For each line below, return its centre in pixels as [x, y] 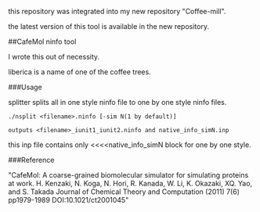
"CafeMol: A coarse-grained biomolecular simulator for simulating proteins [128, 175]
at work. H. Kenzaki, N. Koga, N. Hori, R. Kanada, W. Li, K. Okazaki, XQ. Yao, [130, 183]
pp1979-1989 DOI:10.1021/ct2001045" [69, 200]
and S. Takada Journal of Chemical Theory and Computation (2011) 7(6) [124, 192]
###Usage [25, 87]
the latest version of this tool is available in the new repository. [109, 26]
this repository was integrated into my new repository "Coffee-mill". [117, 11]
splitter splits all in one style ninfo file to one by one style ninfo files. [117, 102]
